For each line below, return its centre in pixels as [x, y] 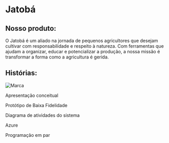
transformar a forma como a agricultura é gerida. [57, 57]
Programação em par [28, 135]
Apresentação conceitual [32, 95]
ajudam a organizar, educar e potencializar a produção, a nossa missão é [83, 52]
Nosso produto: [31, 28]
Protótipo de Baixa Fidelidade [36, 105]
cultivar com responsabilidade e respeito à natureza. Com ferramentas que [85, 46]
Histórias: [21, 73]
